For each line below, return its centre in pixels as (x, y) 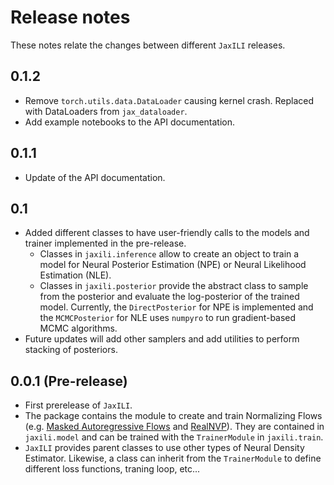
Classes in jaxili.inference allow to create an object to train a (169, 254)
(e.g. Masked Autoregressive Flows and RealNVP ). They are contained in (174, 427)
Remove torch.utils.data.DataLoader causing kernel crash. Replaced (169, 100)
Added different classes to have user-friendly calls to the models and (167, 233)
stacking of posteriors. (71, 350)
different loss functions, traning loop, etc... (112, 469)
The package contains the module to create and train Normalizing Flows (173, 416)
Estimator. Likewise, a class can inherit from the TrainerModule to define (173, 458)
